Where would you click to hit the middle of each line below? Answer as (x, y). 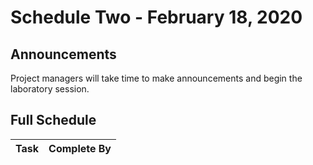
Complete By (80, 148)
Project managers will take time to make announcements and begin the (156, 78)
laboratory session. (50, 89)
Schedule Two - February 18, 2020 (156, 17)
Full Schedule (53, 120)
